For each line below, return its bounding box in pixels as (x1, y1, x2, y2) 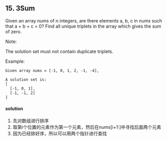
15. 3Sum (5, 4, 35, 13)
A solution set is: (5, 77, 47, 82)
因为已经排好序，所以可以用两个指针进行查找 (12, 130, 107, 137)
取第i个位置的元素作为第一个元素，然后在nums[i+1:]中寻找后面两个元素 (12, 124, 161, 130)
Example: (5, 58, 25, 64)
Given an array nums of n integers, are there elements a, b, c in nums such (5, 17, 162, 24)
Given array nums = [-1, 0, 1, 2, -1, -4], (5, 68, 100, 73)
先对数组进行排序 (12, 118, 49, 124)
